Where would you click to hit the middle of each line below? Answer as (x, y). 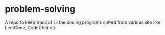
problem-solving (40, 9)
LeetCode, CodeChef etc (30, 27)
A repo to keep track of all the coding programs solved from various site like (82, 22)
